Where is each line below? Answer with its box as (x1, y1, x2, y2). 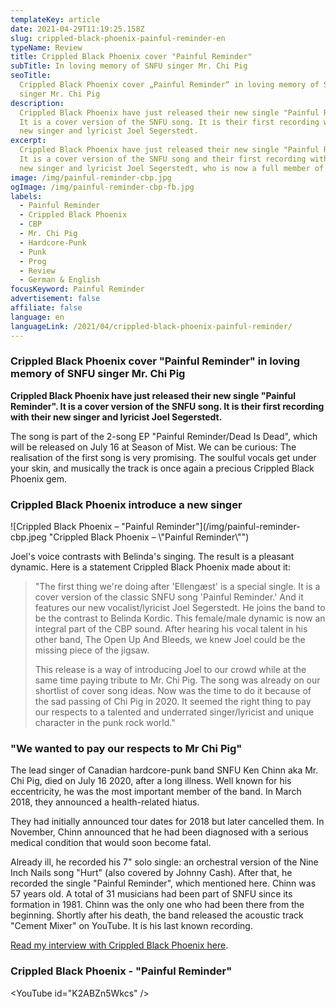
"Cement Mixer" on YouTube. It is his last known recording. (10, 920, 253, 932)
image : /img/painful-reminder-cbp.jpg (10, 172, 172, 183)
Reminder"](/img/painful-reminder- (156, 521, 301, 533)
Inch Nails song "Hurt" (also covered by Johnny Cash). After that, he (10, 867, 293, 879)
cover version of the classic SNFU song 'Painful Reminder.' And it (34, 591, 304, 603)
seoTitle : (10, 71, 52, 81)
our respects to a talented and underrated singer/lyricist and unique (34, 706, 315, 718)
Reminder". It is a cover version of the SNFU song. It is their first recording (10, 400, 325, 412)
